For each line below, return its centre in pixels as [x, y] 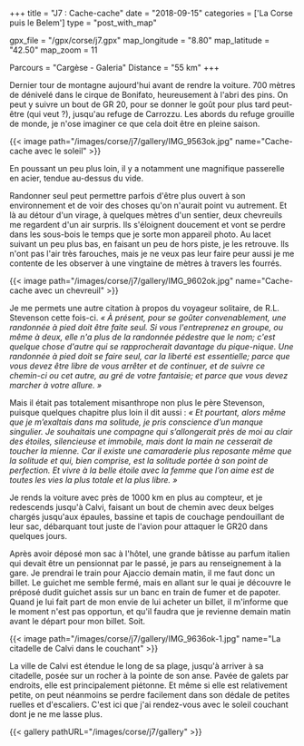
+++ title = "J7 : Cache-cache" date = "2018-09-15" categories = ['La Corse [151, 13]
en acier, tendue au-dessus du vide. [76, 178]
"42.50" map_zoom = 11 [54, 50]
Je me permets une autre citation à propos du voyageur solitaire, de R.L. [144, 308]
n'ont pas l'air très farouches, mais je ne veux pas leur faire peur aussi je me [152, 254]
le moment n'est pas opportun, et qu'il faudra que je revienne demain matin [150, 611]
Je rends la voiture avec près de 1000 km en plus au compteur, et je [136, 497]
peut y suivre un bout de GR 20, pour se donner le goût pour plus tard [140, 104]
